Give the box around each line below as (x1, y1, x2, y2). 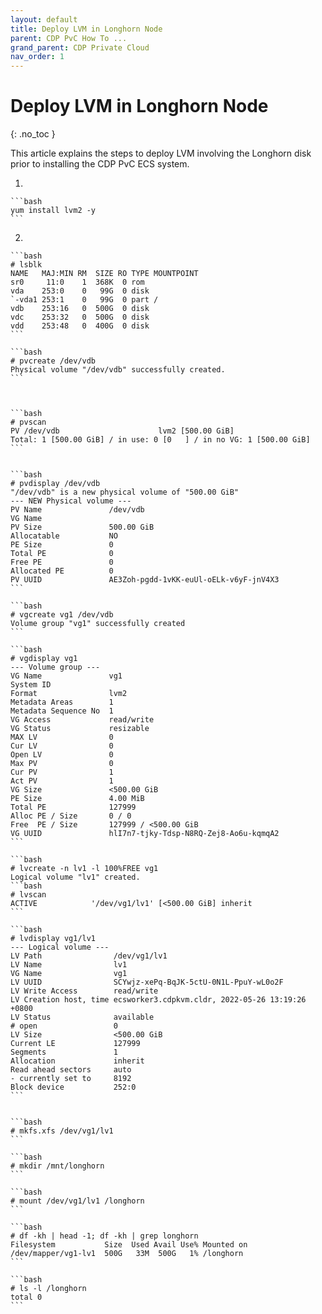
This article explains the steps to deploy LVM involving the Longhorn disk (10, 147, 312, 160)
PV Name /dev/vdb (10, 505, 145, 515)
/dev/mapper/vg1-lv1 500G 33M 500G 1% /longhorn (10, 1249, 244, 1259)
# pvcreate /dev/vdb (10, 356, 97, 366)
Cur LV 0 (10, 741, 114, 751)
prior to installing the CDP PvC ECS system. (10, 158, 190, 170)
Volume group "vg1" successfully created (10, 619, 186, 629)
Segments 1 (10, 1047, 118, 1058)
